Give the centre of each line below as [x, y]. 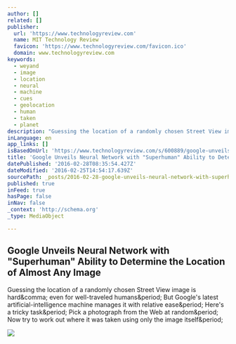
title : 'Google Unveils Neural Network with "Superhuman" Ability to [111, 158]
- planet [26, 125]
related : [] [25, 20]
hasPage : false [29, 197]
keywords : [22, 60]
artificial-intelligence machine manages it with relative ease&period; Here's [116, 304]
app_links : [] [28, 145]
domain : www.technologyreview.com [64, 53]
